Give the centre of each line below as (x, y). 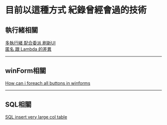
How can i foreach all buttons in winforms (48, 83)
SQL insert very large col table (36, 117)
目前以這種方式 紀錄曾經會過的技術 (76, 10)
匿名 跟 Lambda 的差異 (28, 49)
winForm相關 (26, 71)
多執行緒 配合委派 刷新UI (31, 43)
